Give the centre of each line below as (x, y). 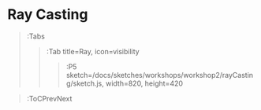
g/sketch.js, (85, 83)
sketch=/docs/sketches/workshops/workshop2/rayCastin (160, 75)
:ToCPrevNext (49, 98)
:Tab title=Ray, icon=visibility (93, 51)
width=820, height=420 (144, 83)
